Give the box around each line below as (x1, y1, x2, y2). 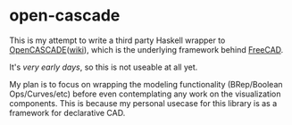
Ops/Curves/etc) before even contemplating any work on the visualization (9, 88, 281, 99)
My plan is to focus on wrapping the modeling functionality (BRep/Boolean (9, 79, 283, 89)
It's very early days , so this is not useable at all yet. (9, 62, 198, 72)
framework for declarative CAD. (9, 107, 126, 118)
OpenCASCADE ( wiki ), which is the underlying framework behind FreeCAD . (9, 44, 284, 54)
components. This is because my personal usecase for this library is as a (9, 97, 278, 108)
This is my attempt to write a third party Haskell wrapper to (9, 35, 226, 46)
